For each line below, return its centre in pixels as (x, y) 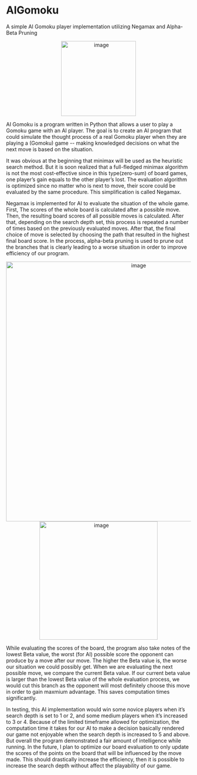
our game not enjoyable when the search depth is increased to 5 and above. (98, 734)
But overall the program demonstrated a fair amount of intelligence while (94, 740)
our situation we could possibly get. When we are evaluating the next (89, 667)
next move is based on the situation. (50, 149)
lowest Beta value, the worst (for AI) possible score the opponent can (90, 654)
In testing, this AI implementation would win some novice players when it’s (96, 709)
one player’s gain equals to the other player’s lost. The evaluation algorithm (97, 179)
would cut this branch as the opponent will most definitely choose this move (98, 685)
